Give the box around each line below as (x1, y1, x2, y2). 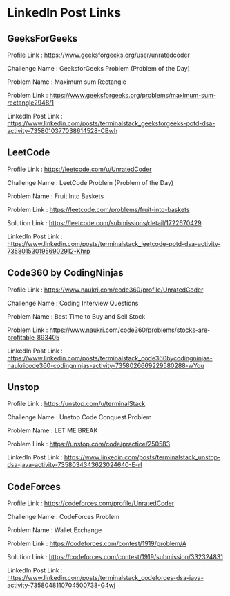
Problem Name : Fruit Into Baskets (7, 192, 104, 200)
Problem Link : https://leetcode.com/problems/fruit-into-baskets (7, 205, 190, 213)
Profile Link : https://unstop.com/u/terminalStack (7, 400, 146, 408)
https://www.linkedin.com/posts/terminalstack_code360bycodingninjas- (7, 353, 213, 362)
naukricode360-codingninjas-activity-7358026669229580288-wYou (7, 361, 205, 369)
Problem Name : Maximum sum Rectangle (7, 78, 126, 86)
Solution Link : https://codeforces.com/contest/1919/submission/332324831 (7, 553, 223, 561)
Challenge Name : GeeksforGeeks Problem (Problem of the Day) (7, 64, 190, 72)
